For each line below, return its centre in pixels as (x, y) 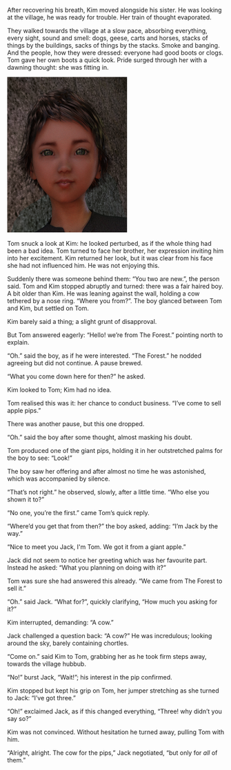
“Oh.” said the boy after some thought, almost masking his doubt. (100, 437)
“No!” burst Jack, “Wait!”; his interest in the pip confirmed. (90, 677)
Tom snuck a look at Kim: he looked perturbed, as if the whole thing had (109, 243)
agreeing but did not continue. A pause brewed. (75, 363)
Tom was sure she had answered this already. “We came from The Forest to (115, 581)
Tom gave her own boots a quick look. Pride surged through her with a (107, 60)
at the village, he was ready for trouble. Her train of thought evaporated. (109, 17)
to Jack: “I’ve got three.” (41, 698)
